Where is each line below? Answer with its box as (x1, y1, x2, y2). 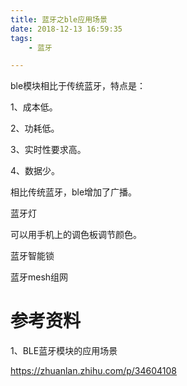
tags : (10, 33, 33, 43)
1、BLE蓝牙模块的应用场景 (10, 345, 118, 357)
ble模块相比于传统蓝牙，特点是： (10, 80, 147, 92)
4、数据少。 (10, 165, 61, 177)
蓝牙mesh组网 (10, 271, 69, 283)
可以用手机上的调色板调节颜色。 (10, 229, 142, 241)
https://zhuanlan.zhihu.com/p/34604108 (10, 365, 177, 377)
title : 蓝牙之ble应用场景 (10, 14, 108, 25)
